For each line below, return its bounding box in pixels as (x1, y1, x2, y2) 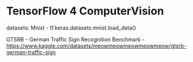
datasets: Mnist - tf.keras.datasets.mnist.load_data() (6, 24, 137, 31)
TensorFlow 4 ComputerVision (6, 4, 164, 18)
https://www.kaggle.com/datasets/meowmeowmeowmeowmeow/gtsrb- (6, 42, 187, 49)
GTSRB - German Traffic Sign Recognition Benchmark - (6, 36, 145, 43)
